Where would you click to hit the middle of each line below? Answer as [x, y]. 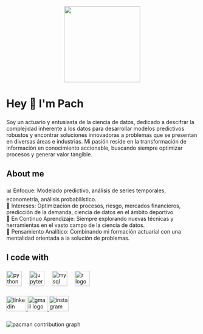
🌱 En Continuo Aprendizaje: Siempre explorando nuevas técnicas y [90, 219]
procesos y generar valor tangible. [50, 155]
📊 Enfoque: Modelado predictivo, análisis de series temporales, [86, 190]
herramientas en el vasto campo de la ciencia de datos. [76, 225]
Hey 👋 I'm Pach [45, 104]
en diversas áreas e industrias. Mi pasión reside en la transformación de [96, 142]
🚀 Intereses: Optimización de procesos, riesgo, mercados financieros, [94, 206]
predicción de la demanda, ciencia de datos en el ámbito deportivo [90, 212]
